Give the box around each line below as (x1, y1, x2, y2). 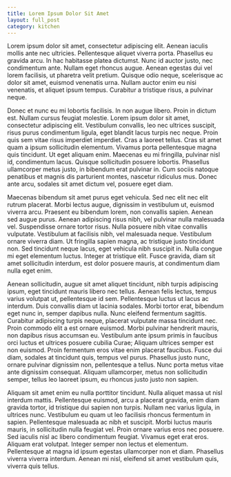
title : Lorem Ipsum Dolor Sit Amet (7, 10, 110, 17)
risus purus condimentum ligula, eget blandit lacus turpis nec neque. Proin (7, 128, 219, 137)
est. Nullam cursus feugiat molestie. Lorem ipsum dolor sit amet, (7, 114, 190, 122)
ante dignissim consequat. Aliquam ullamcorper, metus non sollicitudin (7, 368, 208, 376)
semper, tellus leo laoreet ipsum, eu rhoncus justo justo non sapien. (7, 376, 199, 384)
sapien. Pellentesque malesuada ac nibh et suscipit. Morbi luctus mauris (7, 418, 212, 427)
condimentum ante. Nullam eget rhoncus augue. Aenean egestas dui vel (7, 64, 212, 72)
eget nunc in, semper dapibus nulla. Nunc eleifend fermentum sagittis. (7, 309, 207, 318)
